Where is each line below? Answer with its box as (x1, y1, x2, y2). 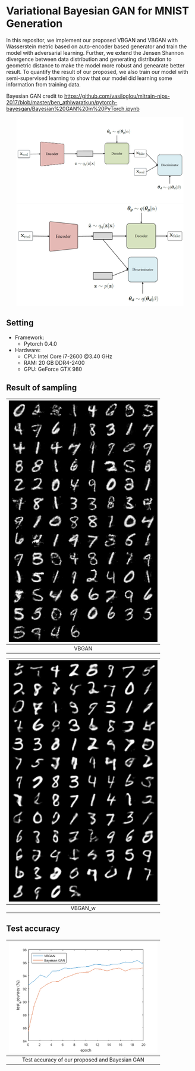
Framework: (14, 334, 45, 341)
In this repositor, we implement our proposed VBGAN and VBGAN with (6, 36, 178, 44)
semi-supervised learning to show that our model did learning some (6, 74, 172, 82)
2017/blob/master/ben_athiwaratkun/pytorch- (6, 98, 118, 105)
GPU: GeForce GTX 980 (23, 365, 82, 372)
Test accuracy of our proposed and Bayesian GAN (21, 1056, 144, 1063)
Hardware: (14, 346, 41, 353)
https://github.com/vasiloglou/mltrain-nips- (64, 92, 171, 100)
